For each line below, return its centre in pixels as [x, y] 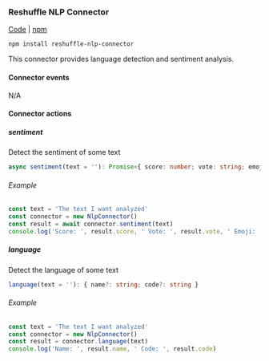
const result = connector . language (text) [78, 342]
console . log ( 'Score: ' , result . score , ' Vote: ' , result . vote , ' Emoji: [132, 231]
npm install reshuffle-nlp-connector [71, 44]
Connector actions [40, 114]
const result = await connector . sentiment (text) [91, 224]
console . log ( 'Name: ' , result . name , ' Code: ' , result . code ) [112, 349]
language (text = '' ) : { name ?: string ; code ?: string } [103, 284]
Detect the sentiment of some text [64, 152]
